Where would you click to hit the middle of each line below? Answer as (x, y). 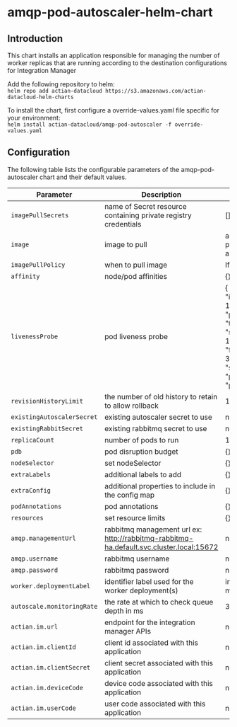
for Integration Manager (42, 70)
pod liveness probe (136, 336)
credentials (123, 224)
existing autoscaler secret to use (159, 417)
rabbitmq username (137, 559)
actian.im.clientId (43, 647)
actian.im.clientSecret (51, 667)
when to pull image (136, 265)
